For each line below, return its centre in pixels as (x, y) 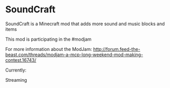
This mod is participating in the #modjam (48, 39)
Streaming (16, 80)
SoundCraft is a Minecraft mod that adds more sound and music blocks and (85, 24)
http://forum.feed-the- (117, 49)
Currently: (16, 70)
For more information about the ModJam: (49, 49)
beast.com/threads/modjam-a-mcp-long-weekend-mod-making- (74, 55)
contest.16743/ (21, 60)
